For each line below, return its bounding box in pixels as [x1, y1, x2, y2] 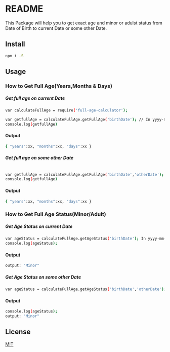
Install [5, 40, 25, 49]
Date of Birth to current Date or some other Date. [5, 25, 107, 31]
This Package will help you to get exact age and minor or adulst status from [5, 20, 163, 26]
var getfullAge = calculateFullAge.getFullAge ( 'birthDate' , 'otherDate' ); [5, 172, 164, 177]
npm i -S [5, 53, 24, 58]
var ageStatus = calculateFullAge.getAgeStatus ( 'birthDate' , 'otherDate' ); [5, 287, 166, 292]
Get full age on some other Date [5, 155, 74, 161]
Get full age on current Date [5, 95, 65, 101]
